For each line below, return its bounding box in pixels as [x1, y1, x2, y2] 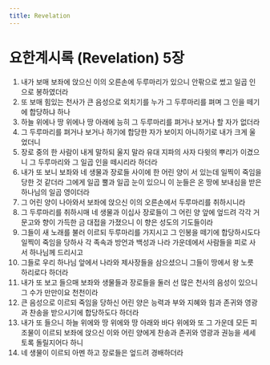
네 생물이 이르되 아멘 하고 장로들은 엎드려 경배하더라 [20, 347, 183, 357]
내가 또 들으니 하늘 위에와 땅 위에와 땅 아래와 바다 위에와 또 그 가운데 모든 [20, 318, 249, 327]
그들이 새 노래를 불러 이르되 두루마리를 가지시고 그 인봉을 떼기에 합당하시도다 [20, 227, 261, 237]
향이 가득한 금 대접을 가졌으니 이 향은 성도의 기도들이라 [42, 217, 213, 227]
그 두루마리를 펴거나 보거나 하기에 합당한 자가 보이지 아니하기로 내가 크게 [20, 127, 248, 136]
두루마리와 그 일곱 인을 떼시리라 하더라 [38, 157, 159, 167]
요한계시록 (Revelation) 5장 [9, 49, 185, 67]
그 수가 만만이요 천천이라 [20, 287, 99, 297]
